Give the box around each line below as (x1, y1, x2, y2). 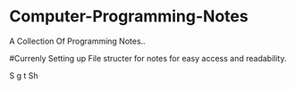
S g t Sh (9, 70, 38, 81)
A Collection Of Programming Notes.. (9, 36, 146, 46)
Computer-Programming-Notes (9, 6, 249, 27)
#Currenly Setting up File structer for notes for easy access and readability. (9, 53, 287, 63)
